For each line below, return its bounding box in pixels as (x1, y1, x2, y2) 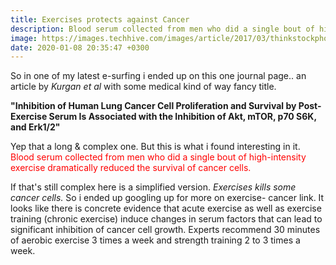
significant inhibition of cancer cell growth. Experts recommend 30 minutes (10, 224, 321, 236)
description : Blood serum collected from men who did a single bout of (10, 24, 315, 34)
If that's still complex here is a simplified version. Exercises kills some (10, 181, 297, 193)
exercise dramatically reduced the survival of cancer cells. (10, 162, 252, 174)
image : (10, 33, 38, 43)
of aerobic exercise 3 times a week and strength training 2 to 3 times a (10, 234, 301, 246)
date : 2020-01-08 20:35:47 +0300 (10, 42, 150, 53)
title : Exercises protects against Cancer (10, 14, 190, 25)
